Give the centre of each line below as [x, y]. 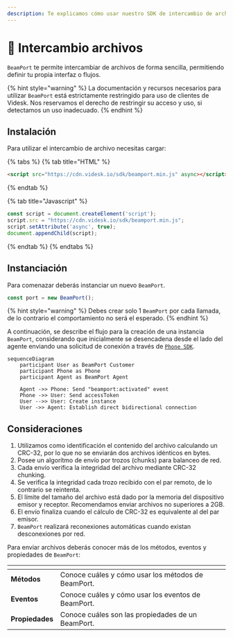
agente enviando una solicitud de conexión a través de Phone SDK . [101, 347]
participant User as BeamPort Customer [77, 365]
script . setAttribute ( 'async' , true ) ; [62, 227]
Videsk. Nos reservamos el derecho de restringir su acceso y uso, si [105, 103]
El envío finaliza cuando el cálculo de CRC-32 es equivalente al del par [118, 512]
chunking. [32, 475]
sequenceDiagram [31, 359]
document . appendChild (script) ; [52, 233]
